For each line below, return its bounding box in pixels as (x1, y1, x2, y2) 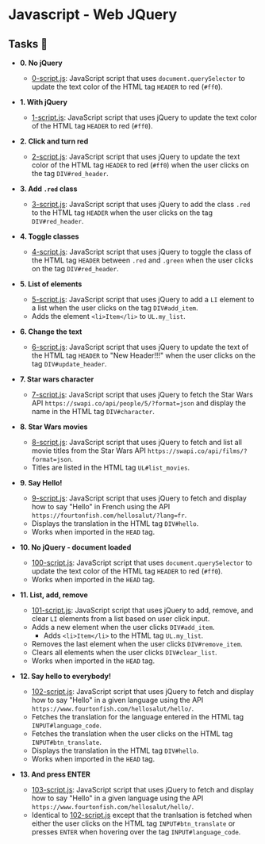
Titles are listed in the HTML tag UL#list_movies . (31, 462, 190, 472)
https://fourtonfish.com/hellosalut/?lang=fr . (31, 510, 187, 520)
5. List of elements (19, 279, 83, 289)
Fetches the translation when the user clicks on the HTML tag (31, 729, 233, 738)
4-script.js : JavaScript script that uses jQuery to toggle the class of (31, 247, 252, 256)
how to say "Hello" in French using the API (31, 502, 171, 511)
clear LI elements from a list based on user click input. (31, 614, 210, 623)
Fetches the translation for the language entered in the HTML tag (31, 712, 244, 721)
